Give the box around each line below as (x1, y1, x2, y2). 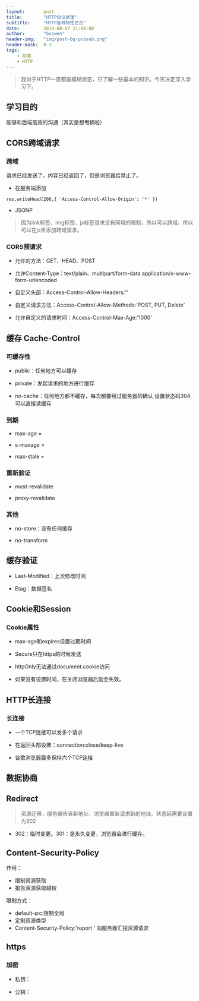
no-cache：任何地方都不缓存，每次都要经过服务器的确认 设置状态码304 (14, 392, 191, 399)
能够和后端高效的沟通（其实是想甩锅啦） (6, 119, 105, 126)
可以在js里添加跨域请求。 (20, 226, 83, 233)
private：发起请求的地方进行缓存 (14, 380, 95, 387)
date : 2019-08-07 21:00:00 (6, 25, 94, 31)
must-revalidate (14, 482, 53, 490)
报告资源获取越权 (14, 885, 57, 892)
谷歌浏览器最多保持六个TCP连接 (14, 754, 93, 761)
